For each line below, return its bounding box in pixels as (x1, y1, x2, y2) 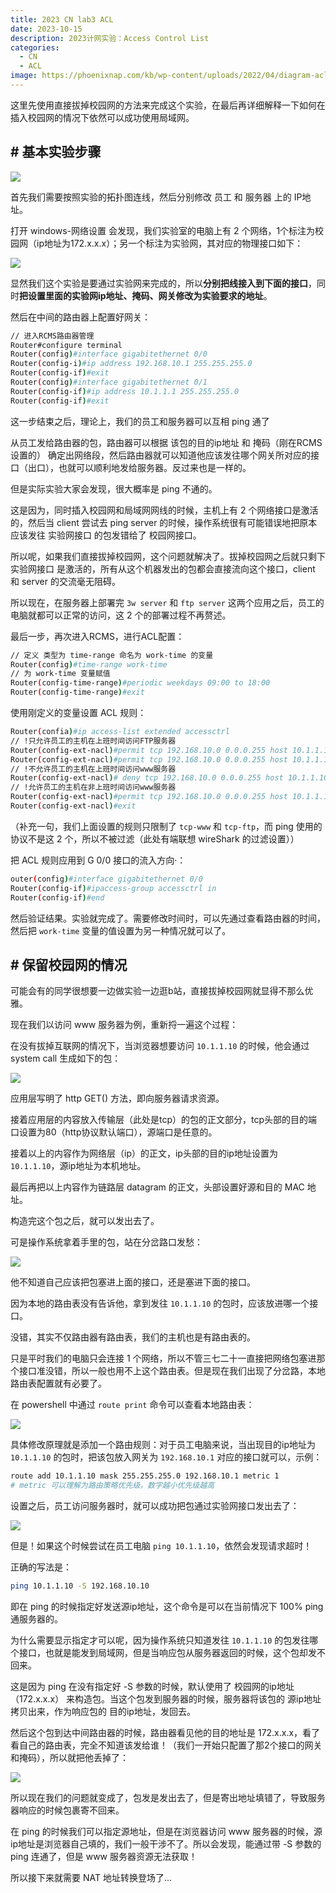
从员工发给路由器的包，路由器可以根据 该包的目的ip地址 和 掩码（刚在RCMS (10, 436, 323, 448)
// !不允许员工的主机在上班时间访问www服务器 (10, 764, 177, 774)
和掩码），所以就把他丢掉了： (10, 1752, 129, 1763)
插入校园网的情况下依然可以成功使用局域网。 (10, 111, 195, 123)
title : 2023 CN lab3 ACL (10, 14, 114, 25)
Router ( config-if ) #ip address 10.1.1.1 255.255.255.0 (10, 386, 240, 396)
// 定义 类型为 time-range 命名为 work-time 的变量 (10, 650, 214, 660)
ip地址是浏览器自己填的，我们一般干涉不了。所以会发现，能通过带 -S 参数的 (10, 1838, 322, 1850)
